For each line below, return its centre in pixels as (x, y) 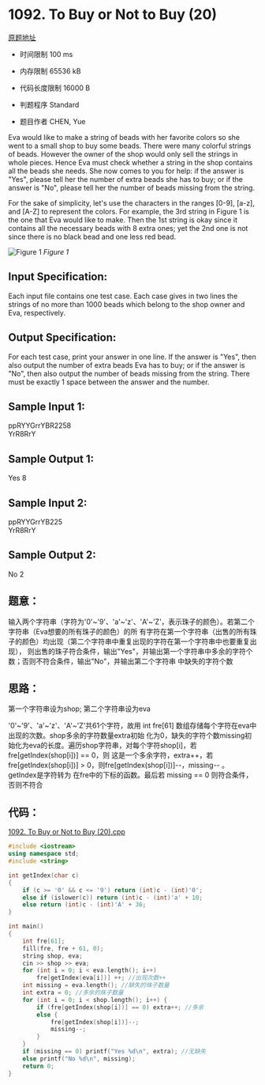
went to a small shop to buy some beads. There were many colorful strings (130, 146)
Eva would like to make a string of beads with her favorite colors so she (124, 137)
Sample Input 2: (48, 503)
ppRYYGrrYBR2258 (40, 425)
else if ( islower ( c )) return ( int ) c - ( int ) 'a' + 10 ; (113, 898)
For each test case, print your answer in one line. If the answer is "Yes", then (132, 357)
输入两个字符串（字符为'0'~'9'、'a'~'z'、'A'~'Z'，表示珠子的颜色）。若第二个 (131, 622)
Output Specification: (62, 338)
